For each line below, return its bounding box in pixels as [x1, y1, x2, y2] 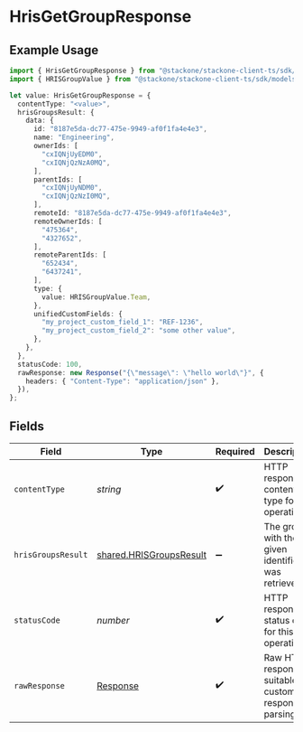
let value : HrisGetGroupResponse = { [9, 90, 151, 100]
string [96, 483, 122, 495]
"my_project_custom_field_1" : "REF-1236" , [41, 318, 204, 327]
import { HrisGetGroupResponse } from [9, 66, 155, 75]
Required [215, 445, 255, 457]
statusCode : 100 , [17, 360, 83, 369]
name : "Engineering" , [32, 133, 115, 142]
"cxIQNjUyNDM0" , [41, 183, 103, 192]
